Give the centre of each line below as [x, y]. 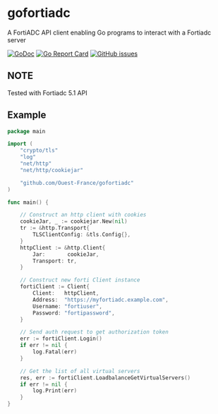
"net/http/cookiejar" [52, 170]
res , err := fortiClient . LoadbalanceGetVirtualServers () [105, 378]
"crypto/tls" [39, 151]
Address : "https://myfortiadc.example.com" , [101, 300]
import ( [20, 144]
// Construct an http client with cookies [83, 215]
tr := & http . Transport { [55, 228]
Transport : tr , [55, 261]
